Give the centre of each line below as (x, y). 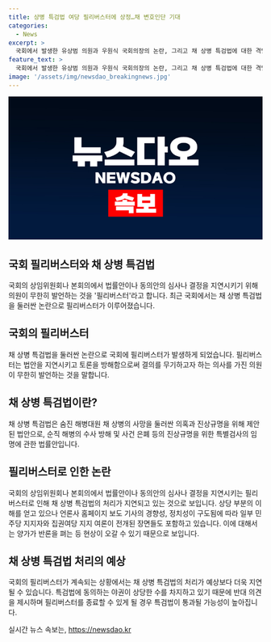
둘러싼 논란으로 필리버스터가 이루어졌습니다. (86, 306)
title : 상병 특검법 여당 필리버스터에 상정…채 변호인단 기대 (94, 17)
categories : (28, 25)
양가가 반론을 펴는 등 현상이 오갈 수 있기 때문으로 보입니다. (108, 533)
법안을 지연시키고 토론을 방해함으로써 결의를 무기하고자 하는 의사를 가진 (135, 365)
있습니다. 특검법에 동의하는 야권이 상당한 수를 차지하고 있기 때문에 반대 (136, 592)
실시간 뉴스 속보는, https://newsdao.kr (70, 630)
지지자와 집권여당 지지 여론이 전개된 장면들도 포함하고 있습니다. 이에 (129, 523)
